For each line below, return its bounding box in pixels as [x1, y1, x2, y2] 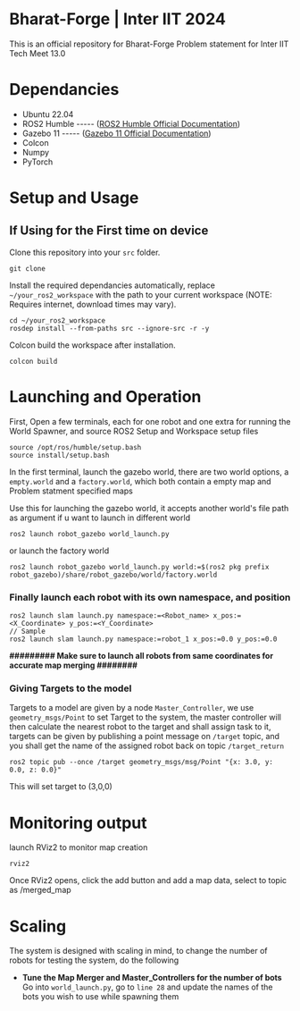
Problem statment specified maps [9, 485, 134, 496]
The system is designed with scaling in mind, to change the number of [9, 946, 268, 956]
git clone [9, 264, 46, 273]
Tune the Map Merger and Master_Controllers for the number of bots [21, 973, 283, 983]
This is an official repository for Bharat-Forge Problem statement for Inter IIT [9, 38, 289, 49]
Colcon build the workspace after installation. [9, 340, 176, 350]
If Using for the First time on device [9, 223, 209, 239]
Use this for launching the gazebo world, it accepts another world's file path [9, 502, 289, 513]
